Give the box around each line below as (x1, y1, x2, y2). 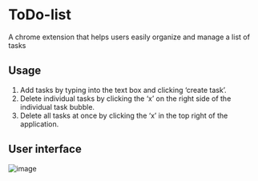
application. (19, 119, 59, 129)
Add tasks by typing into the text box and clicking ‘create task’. (19, 85, 227, 95)
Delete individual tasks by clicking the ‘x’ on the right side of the (19, 94, 232, 103)
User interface (8, 143, 82, 156)
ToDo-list (8, 6, 72, 24)
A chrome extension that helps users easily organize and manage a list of (8, 32, 251, 42)
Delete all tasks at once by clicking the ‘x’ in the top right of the (19, 111, 228, 120)
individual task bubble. (19, 102, 95, 111)
